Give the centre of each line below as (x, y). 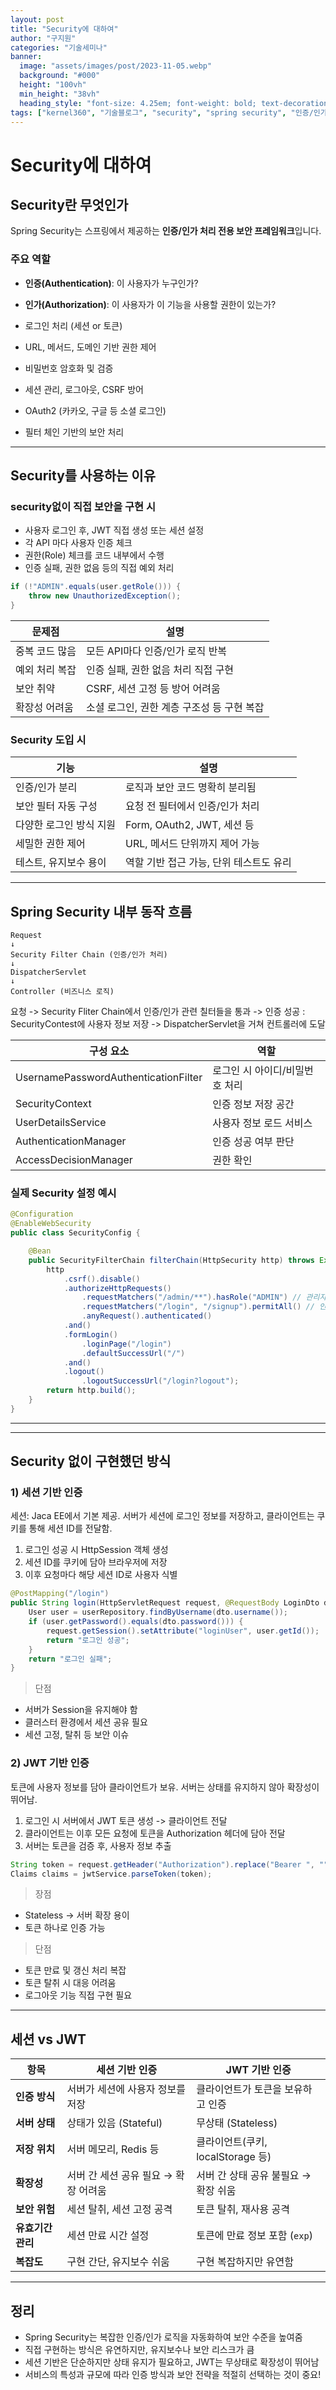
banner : (26, 57)
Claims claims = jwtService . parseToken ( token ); (111, 1874)
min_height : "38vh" (60, 94)
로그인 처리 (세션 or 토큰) (73, 325)
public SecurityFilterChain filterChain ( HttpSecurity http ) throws (171, 1260)
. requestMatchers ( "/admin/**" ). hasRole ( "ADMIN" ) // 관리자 (204, 1297)
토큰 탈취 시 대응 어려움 (70, 1983)
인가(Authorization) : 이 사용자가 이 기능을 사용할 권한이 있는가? (150, 304)
